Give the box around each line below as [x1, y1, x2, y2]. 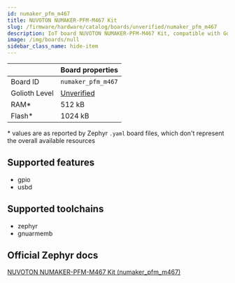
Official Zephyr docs [7, 249, 99, 261]
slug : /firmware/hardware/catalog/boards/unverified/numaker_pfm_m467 [7, 23, 218, 30]
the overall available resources [7, 137, 96, 144]
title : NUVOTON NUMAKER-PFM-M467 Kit [7, 17, 117, 24]
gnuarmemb [17, 229, 53, 237]
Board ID [10, 77, 40, 86]
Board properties [60, 65, 119, 74]
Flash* [10, 111, 34, 120]
